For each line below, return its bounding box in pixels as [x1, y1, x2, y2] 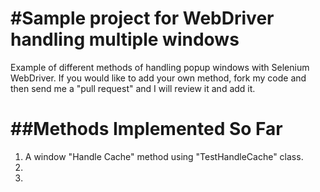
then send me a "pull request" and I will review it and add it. [10, 82, 256, 94]
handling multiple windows [10, 28, 240, 51]
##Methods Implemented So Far [10, 118, 283, 141]
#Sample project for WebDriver [10, 7, 275, 30]
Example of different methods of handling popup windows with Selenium [10, 61, 310, 73]
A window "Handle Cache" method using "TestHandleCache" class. [24, 150, 304, 162]
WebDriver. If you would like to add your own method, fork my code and [10, 72, 307, 84]
